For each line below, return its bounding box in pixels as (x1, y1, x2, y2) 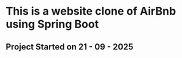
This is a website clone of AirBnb (6, 4, 176, 18)
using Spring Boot (6, 17, 99, 31)
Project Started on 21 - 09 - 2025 (6, 42, 134, 52)
